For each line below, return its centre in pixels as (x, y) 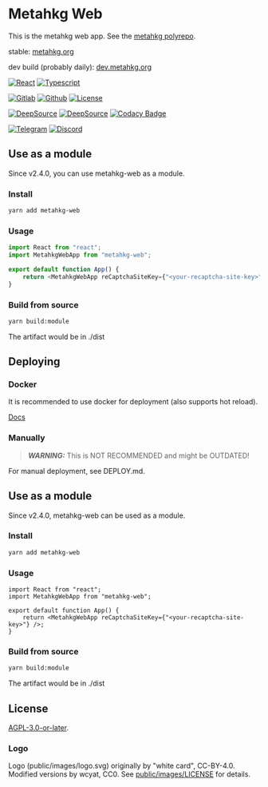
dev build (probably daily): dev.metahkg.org (80, 67)
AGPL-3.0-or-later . (39, 728)
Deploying (34, 362)
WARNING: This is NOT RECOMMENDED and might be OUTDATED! (138, 455)
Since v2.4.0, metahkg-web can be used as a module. (97, 515)
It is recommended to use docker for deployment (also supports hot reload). (133, 402)
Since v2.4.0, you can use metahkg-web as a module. (97, 173)
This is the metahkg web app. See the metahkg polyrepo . (102, 36)
